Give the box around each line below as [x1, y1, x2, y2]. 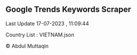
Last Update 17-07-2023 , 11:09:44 [5, 20, 89, 27]
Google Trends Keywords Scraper [5, 5, 131, 14]
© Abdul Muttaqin [5, 42, 49, 49]
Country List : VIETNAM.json [5, 31, 74, 38]
